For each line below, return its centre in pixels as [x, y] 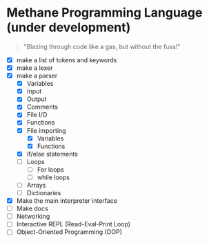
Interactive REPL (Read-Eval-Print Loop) [73, 224]
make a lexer [34, 68]
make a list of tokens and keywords [67, 60]
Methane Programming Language [104, 13]
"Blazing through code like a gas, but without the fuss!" [102, 46]
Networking [33, 217]
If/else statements [52, 154]
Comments [42, 107]
